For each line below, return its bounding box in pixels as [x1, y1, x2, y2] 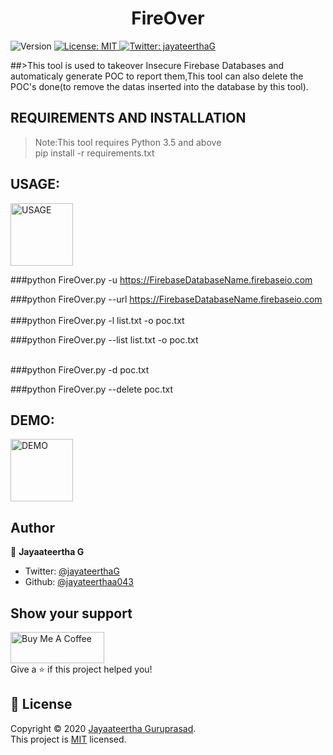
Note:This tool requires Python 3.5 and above [34, 136, 222, 148]
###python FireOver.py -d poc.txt [10, 363, 150, 376]
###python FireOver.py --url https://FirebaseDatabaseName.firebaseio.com [10, 293, 323, 305]
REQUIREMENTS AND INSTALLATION [10, 110, 247, 127]
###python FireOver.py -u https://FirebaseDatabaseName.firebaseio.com [10, 273, 313, 286]
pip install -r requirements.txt [34, 147, 155, 159]
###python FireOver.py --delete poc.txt [10, 383, 174, 395]
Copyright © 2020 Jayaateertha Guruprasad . [10, 722, 197, 734]
